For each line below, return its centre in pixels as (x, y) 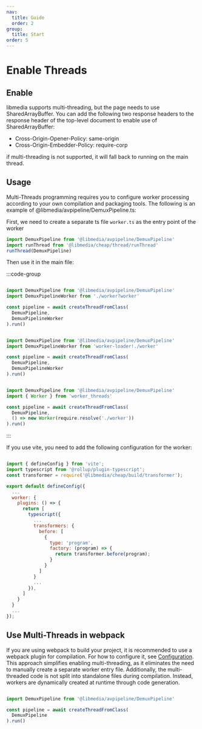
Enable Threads (47, 70)
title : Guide (28, 18)
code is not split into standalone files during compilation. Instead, (111, 675)
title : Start (28, 35)
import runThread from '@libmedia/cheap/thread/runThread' (82, 245)
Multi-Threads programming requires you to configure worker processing (98, 197)
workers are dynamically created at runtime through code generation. (93, 682)
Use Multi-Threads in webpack (66, 636)
